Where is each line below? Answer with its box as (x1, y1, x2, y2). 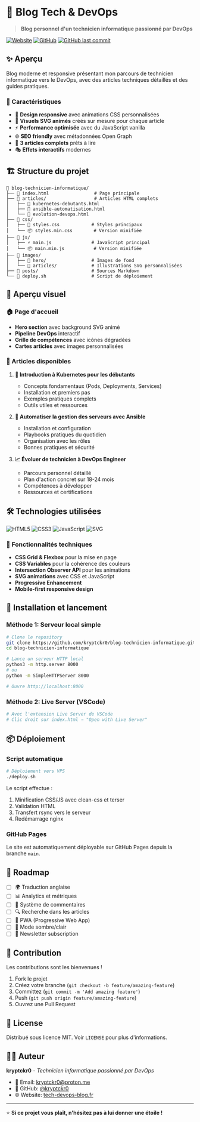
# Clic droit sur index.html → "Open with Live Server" (6, 716, 148, 723)
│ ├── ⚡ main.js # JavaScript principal (6, 239, 151, 245)
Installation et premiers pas (23, 389, 90, 396)
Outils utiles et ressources (23, 401, 88, 408)
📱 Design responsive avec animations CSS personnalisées (14, 111, 160, 118)
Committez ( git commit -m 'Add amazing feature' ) (14, 988, 140, 995)
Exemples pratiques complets (23, 395, 96, 402)
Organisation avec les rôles (23, 437, 90, 444)
